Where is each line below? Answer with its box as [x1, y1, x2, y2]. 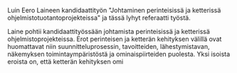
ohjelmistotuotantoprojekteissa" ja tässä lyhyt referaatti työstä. [7, 13, 191, 22]
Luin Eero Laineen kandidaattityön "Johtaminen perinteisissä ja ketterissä [7, 6, 221, 14]
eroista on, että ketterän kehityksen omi [7, 57, 124, 66]
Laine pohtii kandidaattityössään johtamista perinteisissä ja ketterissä [7, 28, 210, 35]
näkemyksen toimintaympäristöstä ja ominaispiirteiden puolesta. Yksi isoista [7, 50, 231, 58]
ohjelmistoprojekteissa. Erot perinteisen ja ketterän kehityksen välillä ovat [7, 35, 222, 43]
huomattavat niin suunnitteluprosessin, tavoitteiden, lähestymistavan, [7, 43, 210, 50]
